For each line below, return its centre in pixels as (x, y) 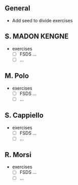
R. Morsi (18, 155)
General (18, 8)
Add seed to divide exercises (42, 20)
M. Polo (17, 76)
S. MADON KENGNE (37, 37)
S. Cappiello (24, 115)
